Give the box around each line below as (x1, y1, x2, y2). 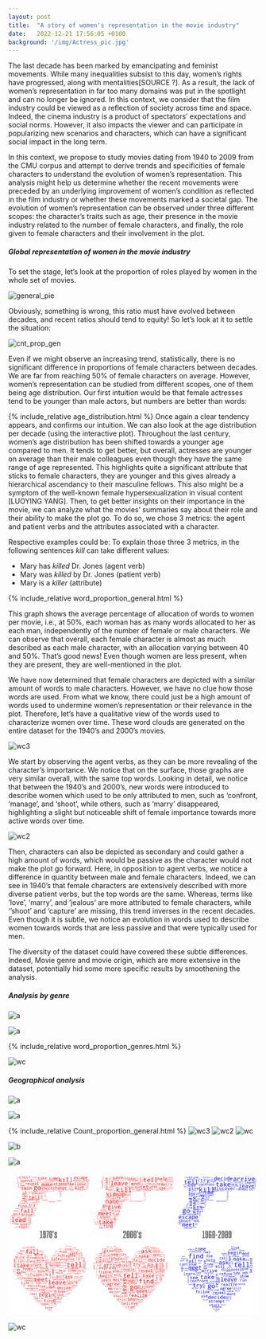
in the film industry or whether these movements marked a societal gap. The (8, 195, 258, 205)
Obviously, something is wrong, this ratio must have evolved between (8, 307, 236, 316)
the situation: (8, 323, 52, 333)
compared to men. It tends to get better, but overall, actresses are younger (8, 446, 253, 456)
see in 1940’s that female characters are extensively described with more (8, 881, 248, 891)
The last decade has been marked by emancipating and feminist (8, 61, 218, 71)
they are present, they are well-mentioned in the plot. (8, 660, 183, 669)
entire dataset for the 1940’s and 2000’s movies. (8, 726, 166, 736)
